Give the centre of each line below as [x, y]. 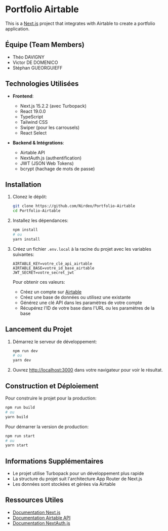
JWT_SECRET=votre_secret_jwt [43, 273]
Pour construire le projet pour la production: [51, 398]
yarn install [26, 239]
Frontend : [23, 96]
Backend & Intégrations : [38, 143]
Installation [23, 185]
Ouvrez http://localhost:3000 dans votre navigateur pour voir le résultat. [88, 370]
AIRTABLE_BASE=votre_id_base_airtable [53, 268]
